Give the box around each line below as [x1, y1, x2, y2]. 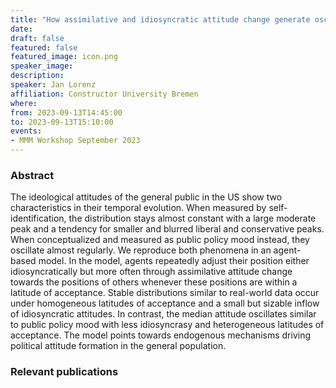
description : [10, 71, 65, 81]
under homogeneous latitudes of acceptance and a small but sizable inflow [10, 297, 320, 310]
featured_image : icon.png [10, 52, 118, 62]
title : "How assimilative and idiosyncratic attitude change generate [10, 14, 311, 25]
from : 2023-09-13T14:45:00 [10, 107, 123, 118]
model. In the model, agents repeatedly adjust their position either [38, 255, 310, 267]
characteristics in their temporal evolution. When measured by [10, 202, 267, 214]
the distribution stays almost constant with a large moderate [68, 212, 317, 225]
